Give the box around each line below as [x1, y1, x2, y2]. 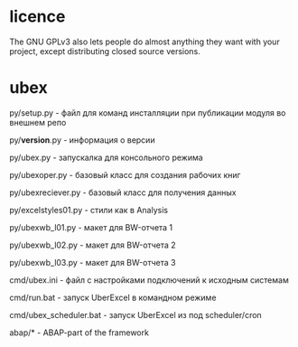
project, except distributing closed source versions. [9, 45, 200, 56]
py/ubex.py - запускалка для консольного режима [9, 152, 203, 163]
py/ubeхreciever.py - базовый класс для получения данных [9, 187, 237, 198]
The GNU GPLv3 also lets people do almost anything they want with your [9, 36, 280, 47]
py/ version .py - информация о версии [9, 134, 155, 145]
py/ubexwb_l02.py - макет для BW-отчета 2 [9, 239, 176, 250]
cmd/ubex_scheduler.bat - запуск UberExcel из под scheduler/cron [9, 309, 262, 320]
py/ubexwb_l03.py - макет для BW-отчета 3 [9, 257, 176, 267]
